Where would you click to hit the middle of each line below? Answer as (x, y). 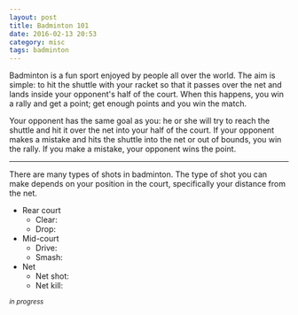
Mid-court (40, 239)
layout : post (33, 17)
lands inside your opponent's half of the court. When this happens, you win (147, 95)
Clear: (46, 220)
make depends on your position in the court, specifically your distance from (148, 184)
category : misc (37, 42)
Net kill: (49, 286)
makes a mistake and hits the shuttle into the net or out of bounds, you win (145, 140)
